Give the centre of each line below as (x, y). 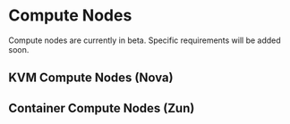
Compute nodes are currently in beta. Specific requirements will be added (145, 40)
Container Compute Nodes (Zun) (102, 108)
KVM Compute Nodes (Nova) (91, 78)
